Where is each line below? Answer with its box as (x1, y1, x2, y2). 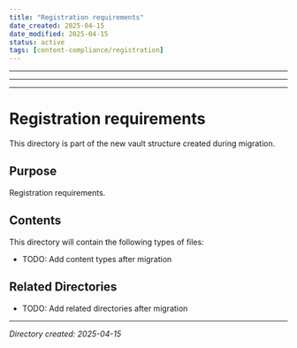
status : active (9, 37, 65, 47)
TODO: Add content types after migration (21, 253, 172, 264)
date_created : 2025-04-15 (9, 21, 104, 30)
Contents (9, 213, 62, 228)
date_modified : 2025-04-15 (9, 29, 109, 38)
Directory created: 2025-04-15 (9, 329, 122, 339)
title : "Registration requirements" (9, 12, 144, 22)
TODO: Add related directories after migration (21, 303, 188, 313)
